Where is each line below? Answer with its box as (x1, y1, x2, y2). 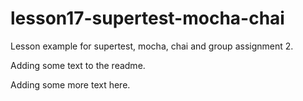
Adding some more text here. (10, 78, 131, 91)
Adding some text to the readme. (10, 59, 146, 71)
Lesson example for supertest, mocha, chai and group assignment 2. (10, 40, 294, 52)
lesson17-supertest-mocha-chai (10, 7, 285, 30)
